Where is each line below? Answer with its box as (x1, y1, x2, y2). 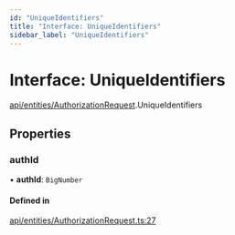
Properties (9, 126, 71, 141)
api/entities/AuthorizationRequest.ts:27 (9, 215, 157, 226)
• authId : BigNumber (9, 174, 83, 185)
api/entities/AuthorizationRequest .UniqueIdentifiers (9, 99, 203, 110)
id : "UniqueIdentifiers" (9, 13, 104, 23)
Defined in (9, 195, 50, 206)
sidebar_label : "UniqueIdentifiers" (9, 30, 149, 39)
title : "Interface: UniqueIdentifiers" (9, 22, 162, 31)
